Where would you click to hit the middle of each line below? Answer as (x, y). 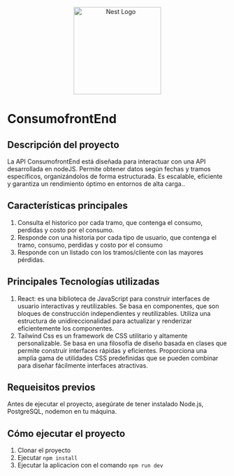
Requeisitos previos (51, 388)
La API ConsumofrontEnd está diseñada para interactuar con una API (107, 161)
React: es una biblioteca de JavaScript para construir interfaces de (114, 298)
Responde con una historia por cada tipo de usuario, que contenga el (117, 237)
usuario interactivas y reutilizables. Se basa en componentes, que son (118, 306)
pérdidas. (31, 259)
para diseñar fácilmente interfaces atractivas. (82, 365)
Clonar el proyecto (44, 450)
